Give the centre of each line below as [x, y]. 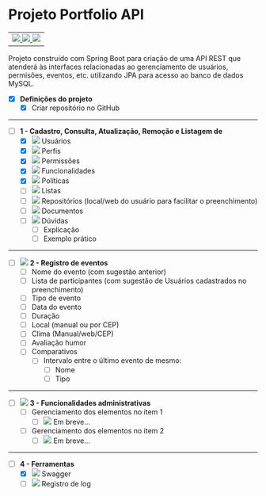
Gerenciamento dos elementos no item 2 [98, 430]
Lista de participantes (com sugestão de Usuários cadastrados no [139, 280]
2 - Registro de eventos [69, 262]
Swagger [56, 474]
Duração [46, 316]
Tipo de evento [56, 298]
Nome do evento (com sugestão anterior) [99, 272]
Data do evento [56, 307]
